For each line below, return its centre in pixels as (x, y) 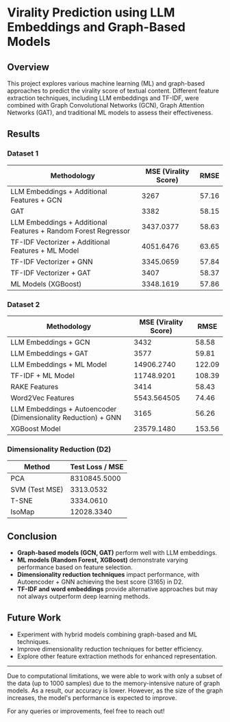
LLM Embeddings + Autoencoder (64, 409)
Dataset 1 (23, 153)
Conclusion (32, 536)
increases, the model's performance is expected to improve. (92, 697)
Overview (28, 67)
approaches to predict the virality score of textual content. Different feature (113, 91)
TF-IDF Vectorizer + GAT (51, 273)
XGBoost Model (36, 428)
